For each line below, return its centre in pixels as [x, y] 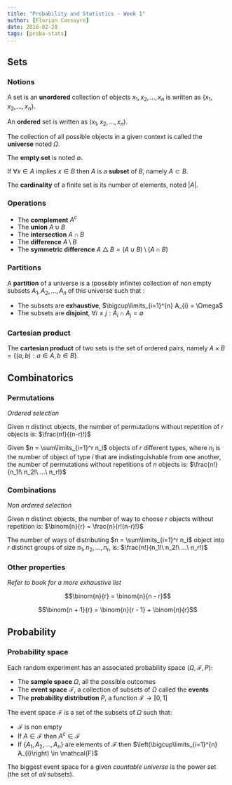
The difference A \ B [47, 242]
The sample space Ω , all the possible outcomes [87, 682]
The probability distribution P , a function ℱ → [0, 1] [93, 698]
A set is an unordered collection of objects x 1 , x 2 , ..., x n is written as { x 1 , [110, 98]
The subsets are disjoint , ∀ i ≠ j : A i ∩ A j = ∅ [80, 314]
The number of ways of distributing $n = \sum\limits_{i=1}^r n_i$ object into [116, 540]
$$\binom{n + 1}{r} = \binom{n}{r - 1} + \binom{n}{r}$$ [118, 610]
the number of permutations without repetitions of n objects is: [98, 464]
